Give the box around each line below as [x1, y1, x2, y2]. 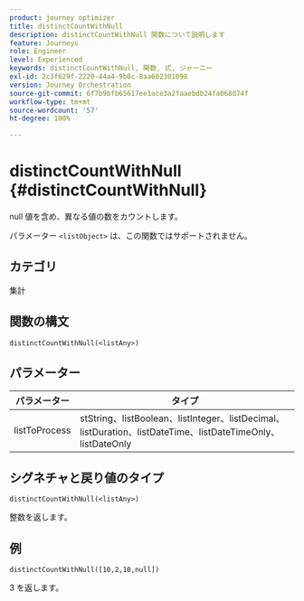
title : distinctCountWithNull [9, 22, 124, 31]
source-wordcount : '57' [9, 106, 100, 115]
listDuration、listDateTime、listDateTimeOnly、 [80, 426, 280, 438]
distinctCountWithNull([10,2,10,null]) [9, 566, 160, 575]
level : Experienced [9, 55, 83, 64]
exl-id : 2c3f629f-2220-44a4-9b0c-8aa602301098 [9, 72, 188, 81]
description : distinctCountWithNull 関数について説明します [9, 30, 226, 39]
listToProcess [14, 424, 71, 437]
